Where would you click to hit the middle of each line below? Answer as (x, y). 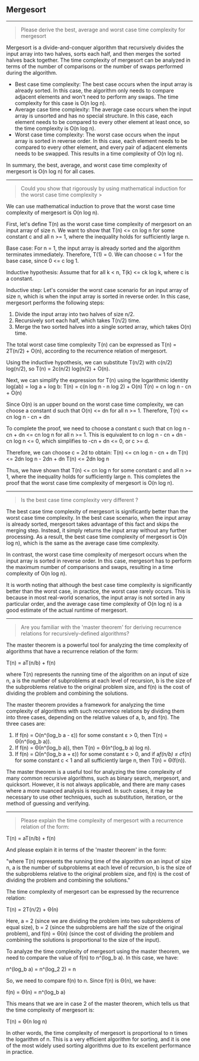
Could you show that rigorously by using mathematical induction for (103, 188)
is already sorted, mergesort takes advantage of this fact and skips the (92, 524)
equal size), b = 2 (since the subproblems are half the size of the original (95, 927)
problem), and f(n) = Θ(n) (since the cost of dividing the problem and (90, 933)
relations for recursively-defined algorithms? (75, 633)
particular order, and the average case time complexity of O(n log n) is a (94, 603)
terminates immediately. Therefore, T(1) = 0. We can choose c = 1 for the (94, 254)
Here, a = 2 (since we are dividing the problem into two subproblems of (93, 921)
